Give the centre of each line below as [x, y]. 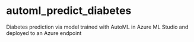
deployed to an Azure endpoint [44, 33]
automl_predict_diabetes [69, 11]
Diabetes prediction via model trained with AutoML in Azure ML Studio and [97, 27]
